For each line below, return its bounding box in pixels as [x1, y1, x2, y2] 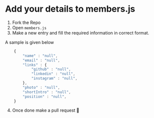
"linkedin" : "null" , [31, 72, 76, 77]
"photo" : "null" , [22, 85, 60, 90]
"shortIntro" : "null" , [22, 89, 71, 95]
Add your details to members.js [5, 3, 135, 15]
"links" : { [22, 62, 47, 67]
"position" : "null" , [22, 94, 67, 99]
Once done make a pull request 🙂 [12, 107, 80, 113]
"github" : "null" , [31, 67, 71, 72]
